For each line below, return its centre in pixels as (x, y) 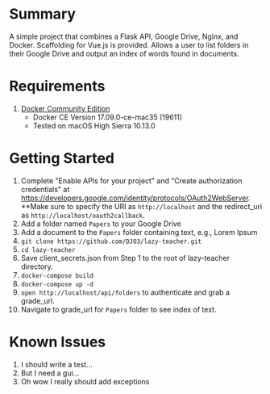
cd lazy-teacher (48, 250)
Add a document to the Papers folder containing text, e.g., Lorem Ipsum (139, 232)
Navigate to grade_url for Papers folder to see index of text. (118, 309)
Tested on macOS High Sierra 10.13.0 (94, 125)
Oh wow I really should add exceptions (85, 381)
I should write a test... (57, 364)
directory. (37, 266)
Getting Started (62, 159)
